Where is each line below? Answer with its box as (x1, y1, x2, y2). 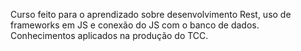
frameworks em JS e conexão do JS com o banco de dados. (10, 19, 260, 31)
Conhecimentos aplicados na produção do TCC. (10, 30, 209, 41)
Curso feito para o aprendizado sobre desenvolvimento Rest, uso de (10, 9, 292, 20)
